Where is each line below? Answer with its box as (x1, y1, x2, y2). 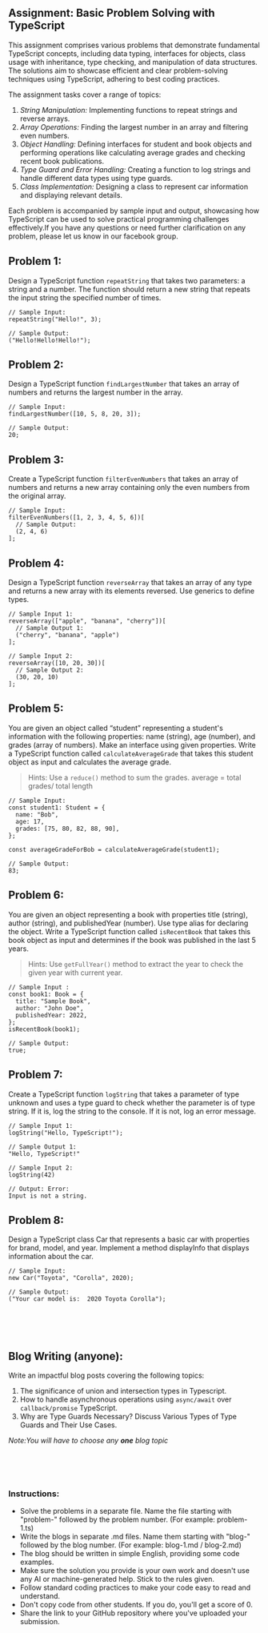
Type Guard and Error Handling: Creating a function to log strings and (19, 164, 250, 175)
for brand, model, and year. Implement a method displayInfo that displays (8, 1243, 250, 1253)
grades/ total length (27, 780, 94, 791)
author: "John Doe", (15, 1004, 84, 1012)
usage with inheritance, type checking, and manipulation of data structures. (8, 57, 258, 66)
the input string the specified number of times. (8, 292, 162, 303)
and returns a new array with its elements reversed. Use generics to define (8, 586, 255, 596)
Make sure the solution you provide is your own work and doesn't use (19, 1566, 250, 1575)
